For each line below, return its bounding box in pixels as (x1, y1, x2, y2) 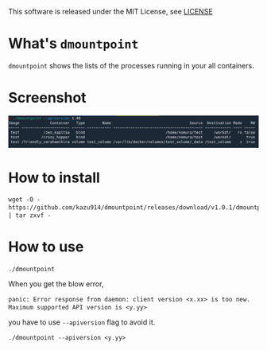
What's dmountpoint (8, 35, 139, 52)
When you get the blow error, (8, 279, 104, 289)
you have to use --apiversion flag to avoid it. (8, 317, 156, 327)
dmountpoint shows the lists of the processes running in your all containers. (8, 60, 254, 70)
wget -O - (8, 196, 41, 204)
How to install (8, 169, 101, 186)
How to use (8, 238, 84, 256)
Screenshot (8, 89, 87, 107)
